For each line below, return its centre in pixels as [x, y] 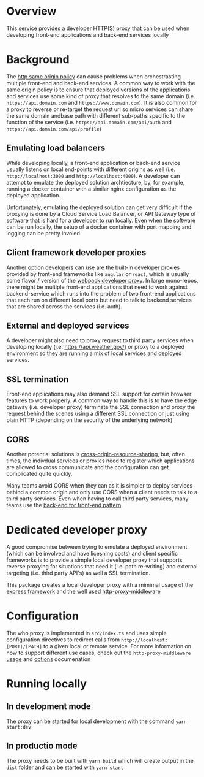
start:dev [19, 727]
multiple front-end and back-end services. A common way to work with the [101, 83]
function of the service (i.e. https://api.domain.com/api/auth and [89, 122]
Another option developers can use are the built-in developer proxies [93, 267]
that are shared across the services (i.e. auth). [64, 306]
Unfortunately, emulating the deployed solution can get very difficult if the [99, 207]
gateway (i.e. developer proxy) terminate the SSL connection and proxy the [101, 407]
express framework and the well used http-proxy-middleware [83, 591]
